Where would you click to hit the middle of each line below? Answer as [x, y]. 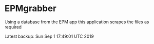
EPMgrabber [30, 8]
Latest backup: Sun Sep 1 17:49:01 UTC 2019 [49, 36]
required [13, 27]
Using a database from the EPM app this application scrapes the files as [77, 22]
